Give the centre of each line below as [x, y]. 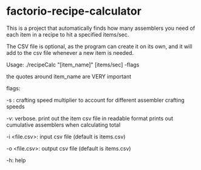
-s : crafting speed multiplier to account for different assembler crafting [96, 100]
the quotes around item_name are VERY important [69, 76]
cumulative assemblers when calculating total [63, 125]
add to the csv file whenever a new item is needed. [70, 52]
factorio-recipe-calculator [74, 11]
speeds [16, 106]
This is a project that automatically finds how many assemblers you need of [101, 28]
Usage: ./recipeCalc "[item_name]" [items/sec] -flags [73, 65]
